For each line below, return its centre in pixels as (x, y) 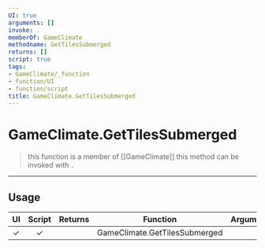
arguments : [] (32, 23)
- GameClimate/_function (49, 74)
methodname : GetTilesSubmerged (60, 45)
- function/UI (32, 81)
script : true (30, 60)
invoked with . (51, 165)
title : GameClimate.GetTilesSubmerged (72, 96)
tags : (17, 67)
